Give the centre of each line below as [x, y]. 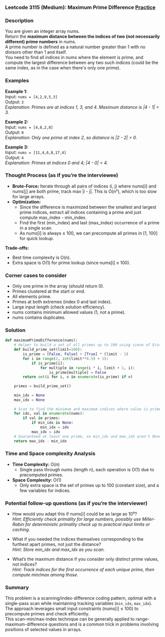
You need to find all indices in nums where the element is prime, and [74, 58]
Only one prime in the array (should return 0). [58, 286]
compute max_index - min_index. [53, 217]
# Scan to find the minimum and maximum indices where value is [81, 409]
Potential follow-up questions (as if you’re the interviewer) [76, 503]
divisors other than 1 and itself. [36, 52]
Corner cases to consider [36, 275]
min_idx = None [29, 395]
